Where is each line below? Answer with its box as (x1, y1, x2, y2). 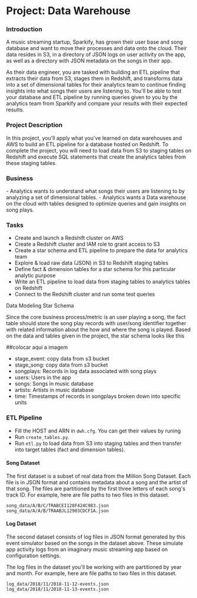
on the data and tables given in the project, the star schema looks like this (6, 332, 185, 339)
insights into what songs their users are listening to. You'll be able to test (6, 87, 182, 95)
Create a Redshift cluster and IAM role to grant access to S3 (14, 240, 161, 248)
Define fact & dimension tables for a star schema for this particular (14, 266, 176, 273)
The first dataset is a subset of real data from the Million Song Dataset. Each (6, 473, 191, 480)
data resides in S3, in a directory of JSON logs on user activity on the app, (6, 51, 186, 58)
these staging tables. (6, 159, 57, 166)
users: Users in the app (14, 374, 72, 381)
